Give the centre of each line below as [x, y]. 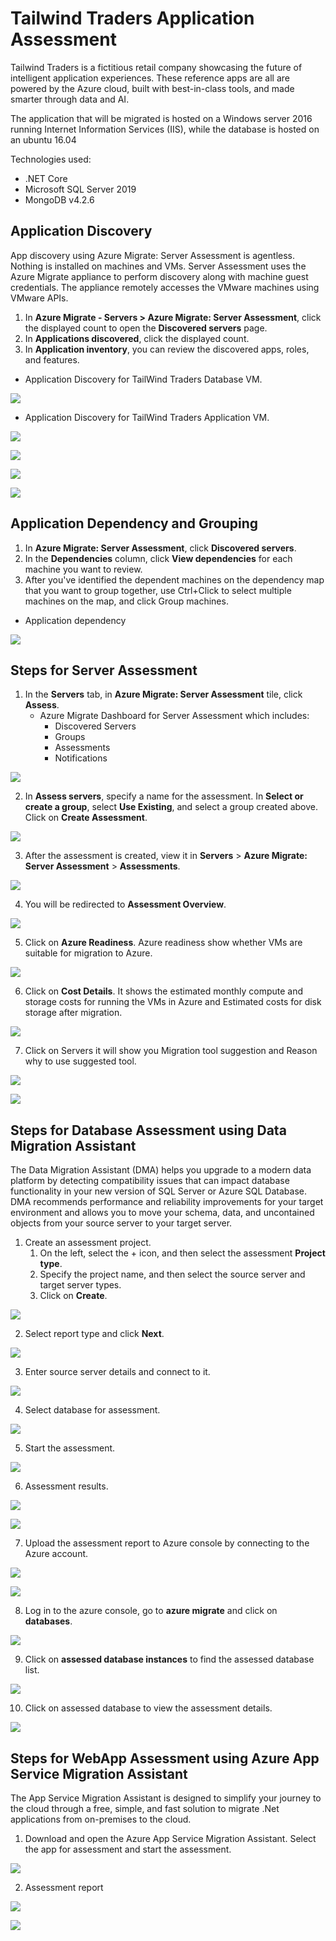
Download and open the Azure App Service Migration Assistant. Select [170, 1838]
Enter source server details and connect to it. [117, 1372]
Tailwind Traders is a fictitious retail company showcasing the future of [156, 67]
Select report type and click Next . [94, 1334]
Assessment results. [66, 1486]
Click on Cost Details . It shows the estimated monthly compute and [164, 991]
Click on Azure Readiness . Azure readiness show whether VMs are [163, 943]
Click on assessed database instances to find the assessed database [169, 1659]
